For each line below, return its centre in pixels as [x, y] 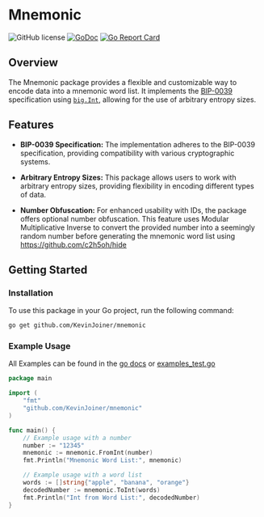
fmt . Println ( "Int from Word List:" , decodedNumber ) [111, 498]
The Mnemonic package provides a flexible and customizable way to [123, 82]
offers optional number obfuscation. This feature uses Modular [124, 218]
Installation [31, 293]
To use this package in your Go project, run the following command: [121, 311]
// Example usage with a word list [83, 475]
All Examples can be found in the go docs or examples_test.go [112, 364]
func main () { [32, 430]
